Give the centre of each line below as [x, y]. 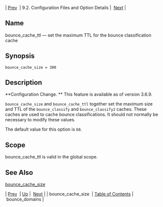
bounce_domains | [25, 199]
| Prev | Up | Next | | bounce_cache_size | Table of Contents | [69, 194]
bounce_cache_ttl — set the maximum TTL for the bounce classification [78, 35]
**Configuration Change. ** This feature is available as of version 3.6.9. [79, 95]
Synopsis [20, 56]
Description [24, 82]
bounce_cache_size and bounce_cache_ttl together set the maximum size [79, 104]
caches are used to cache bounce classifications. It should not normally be [82, 114]
